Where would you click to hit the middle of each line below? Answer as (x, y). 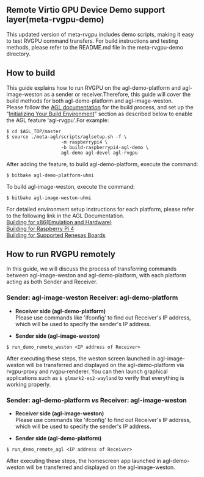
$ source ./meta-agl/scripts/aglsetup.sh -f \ (67, 137)
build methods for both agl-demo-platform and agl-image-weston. (90, 101)
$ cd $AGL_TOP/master (34, 131)
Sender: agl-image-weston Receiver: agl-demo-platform (92, 297)
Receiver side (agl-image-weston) (60, 413)
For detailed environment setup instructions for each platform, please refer (100, 209)
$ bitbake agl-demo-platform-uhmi (50, 175)
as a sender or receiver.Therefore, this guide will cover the (117, 94)
